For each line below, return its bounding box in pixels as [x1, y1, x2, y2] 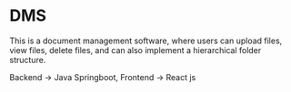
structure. [9, 54, 46, 65]
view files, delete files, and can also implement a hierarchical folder [9, 44, 262, 55]
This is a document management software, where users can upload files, [9, 35, 283, 46]
